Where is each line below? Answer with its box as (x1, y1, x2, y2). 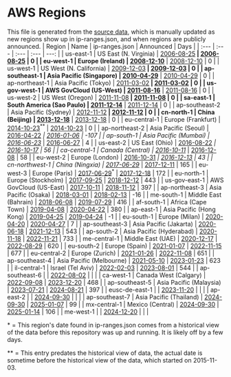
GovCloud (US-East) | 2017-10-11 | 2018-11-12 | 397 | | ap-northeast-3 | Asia (7, 184, 222, 192)
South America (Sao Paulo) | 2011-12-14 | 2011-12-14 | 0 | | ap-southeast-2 (7, 100, 221, 109)
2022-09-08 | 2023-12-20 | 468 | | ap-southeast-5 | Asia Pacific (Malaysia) (7, 279, 221, 287)
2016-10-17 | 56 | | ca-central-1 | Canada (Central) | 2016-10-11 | (7, 146, 190, 154)
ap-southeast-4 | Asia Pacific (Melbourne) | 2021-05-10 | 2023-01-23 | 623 (7, 257, 221, 265)
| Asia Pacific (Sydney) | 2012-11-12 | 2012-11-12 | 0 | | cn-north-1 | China (7, 108, 215, 116)
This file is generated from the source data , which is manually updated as (7, 28, 215, 36)
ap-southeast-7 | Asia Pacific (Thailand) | (86, 293, 203, 301)
